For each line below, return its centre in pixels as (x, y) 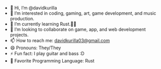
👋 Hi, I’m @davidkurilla (33, 8)
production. (22, 19)
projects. (19, 35)
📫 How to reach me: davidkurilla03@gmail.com (60, 40)
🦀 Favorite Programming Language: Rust (52, 61)
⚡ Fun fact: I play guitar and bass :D (47, 54)
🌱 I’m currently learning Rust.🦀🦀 (43, 24)
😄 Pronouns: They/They (35, 48)
